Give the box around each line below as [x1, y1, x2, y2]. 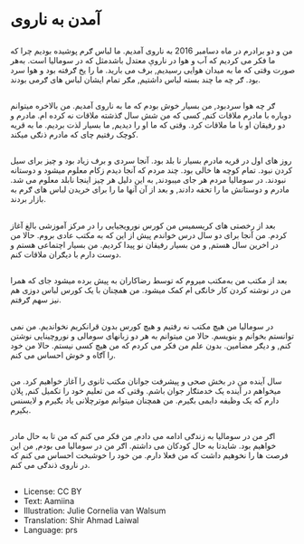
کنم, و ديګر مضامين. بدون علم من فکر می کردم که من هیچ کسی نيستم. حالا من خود [10, 339, 292, 350]
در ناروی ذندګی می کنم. [10, 460, 90, 471]
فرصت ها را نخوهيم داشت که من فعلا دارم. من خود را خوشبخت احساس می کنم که [10, 450, 289, 461]
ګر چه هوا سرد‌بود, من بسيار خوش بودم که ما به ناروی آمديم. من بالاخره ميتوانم [10, 100, 276, 110]
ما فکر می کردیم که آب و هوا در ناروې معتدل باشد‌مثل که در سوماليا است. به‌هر [10, 54, 276, 65]
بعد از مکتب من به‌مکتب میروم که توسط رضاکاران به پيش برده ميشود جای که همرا [10, 275, 288, 286]
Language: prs [23, 524, 78, 535]
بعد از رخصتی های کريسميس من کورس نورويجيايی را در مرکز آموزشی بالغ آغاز [10, 220, 276, 231]
